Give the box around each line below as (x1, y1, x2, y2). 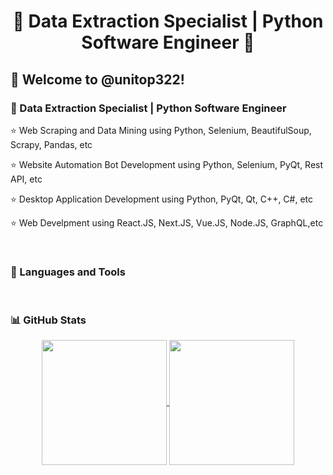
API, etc (10, 173, 43, 185)
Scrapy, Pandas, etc (10, 138, 93, 150)
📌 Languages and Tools (10, 265, 126, 279)
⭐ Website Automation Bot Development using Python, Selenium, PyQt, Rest (10, 158, 324, 170)
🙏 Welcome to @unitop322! (10, 71, 185, 88)
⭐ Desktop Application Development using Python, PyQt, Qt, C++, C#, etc (10, 193, 314, 205)
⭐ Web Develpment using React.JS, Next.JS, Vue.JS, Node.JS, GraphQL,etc (10, 216, 324, 229)
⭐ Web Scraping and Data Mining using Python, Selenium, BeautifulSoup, (10, 124, 312, 136)
